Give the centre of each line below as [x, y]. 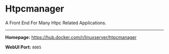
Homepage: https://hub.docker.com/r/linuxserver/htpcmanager [71, 37]
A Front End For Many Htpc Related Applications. [56, 23]
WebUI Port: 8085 [23, 47]
